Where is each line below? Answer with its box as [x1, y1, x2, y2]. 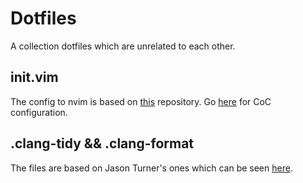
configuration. [10, 106, 68, 118]
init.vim [10, 69, 59, 86]
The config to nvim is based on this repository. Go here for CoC [10, 95, 272, 107]
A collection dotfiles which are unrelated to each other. [10, 40, 236, 52]
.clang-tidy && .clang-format [10, 135, 195, 152]
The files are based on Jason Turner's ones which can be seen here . [10, 162, 293, 174]
